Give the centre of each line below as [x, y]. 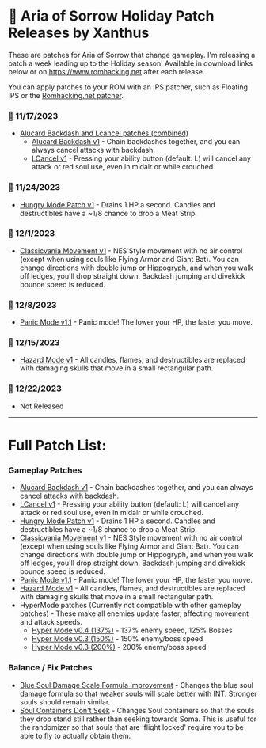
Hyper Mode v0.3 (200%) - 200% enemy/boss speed [119, 647]
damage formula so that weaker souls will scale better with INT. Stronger [138, 693]
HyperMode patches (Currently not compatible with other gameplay [130, 606]
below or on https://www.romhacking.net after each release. [106, 71]
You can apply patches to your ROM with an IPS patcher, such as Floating [128, 87]
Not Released [42, 406]
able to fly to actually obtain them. [75, 735]
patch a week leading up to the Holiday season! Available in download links [131, 63]
